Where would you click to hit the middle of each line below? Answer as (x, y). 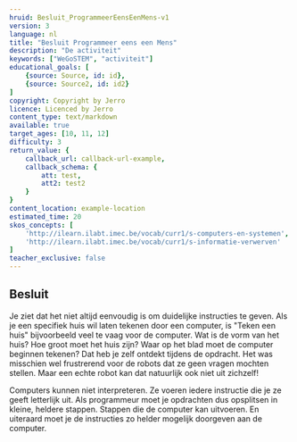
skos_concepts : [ (41, 225)
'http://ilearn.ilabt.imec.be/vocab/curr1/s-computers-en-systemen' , (157, 233)
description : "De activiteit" (66, 51)
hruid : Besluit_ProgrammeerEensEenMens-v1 (89, 17)
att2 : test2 (64, 184)
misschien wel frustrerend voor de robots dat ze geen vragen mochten (139, 363)
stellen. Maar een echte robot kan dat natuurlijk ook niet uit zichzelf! (134, 372)
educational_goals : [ (49, 68)
